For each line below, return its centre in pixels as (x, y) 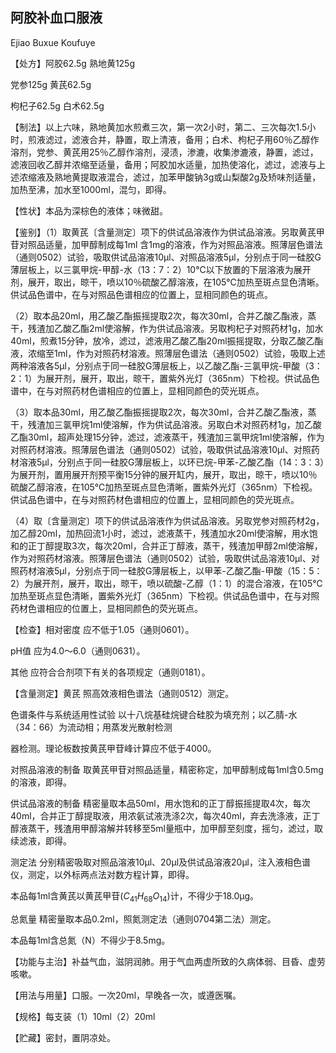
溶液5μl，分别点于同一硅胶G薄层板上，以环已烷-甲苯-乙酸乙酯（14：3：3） (171, 462)
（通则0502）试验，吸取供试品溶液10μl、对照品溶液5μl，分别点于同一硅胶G (166, 257)
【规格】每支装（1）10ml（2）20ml (83, 1016)
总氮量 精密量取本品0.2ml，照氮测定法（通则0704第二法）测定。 (143, 919)
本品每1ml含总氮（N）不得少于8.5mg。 (90, 940)
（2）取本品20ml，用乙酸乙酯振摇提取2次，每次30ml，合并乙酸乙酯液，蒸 (163, 315)
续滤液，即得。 (41, 840)
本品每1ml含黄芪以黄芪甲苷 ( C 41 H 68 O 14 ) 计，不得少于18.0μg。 (135, 896)
